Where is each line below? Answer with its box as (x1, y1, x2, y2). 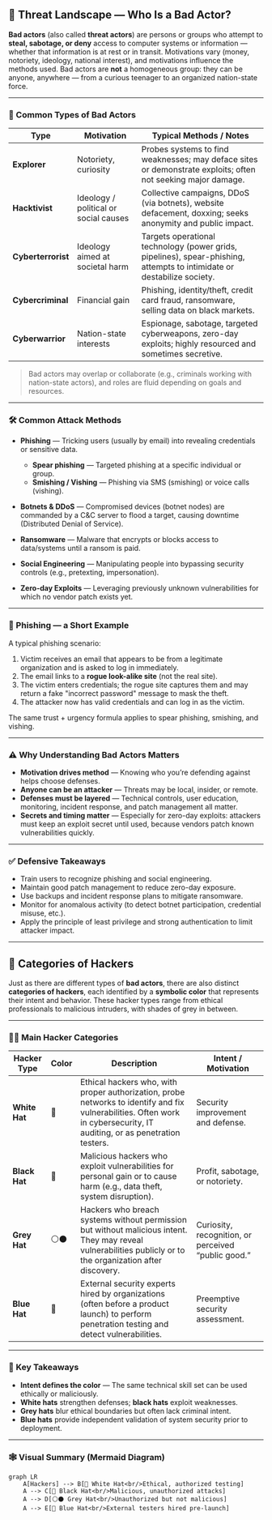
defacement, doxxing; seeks (141, 207, 249, 219)
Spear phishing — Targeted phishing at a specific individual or (32, 460, 241, 470)
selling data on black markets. (141, 305, 255, 316)
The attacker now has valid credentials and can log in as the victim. (19, 697, 245, 707)
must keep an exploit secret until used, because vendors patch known (19, 819, 254, 829)
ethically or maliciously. (19, 1389, 99, 1398)
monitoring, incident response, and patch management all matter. (19, 802, 238, 811)
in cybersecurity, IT (79, 1117, 154, 1129)
